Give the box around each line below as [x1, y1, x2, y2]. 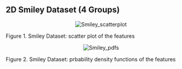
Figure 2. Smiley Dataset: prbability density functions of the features [5, 55, 176, 62]
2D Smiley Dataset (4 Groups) [5, 5, 120, 15]
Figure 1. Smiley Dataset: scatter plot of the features [5, 32, 135, 40]
